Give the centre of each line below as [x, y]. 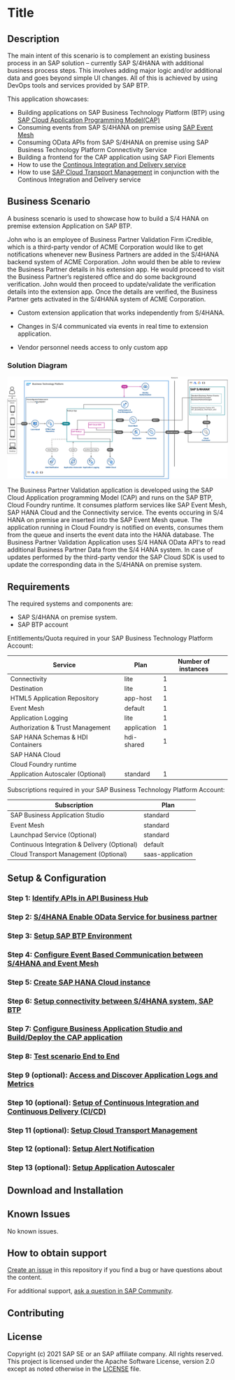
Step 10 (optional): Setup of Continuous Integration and [103, 1102]
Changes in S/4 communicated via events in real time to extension [113, 326]
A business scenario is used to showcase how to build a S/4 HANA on [108, 218]
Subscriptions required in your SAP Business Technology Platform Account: [116, 789]
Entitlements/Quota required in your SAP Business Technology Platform [110, 638]
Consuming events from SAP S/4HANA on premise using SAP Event [115, 127]
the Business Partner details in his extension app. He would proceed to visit [116, 269]
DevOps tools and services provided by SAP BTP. [78, 85]
